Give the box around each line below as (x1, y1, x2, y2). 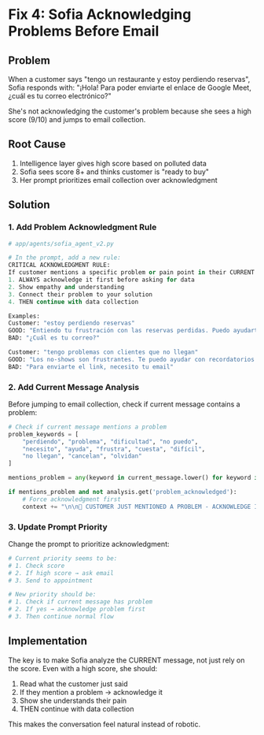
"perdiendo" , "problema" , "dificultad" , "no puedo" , (22, 437, 199, 446)
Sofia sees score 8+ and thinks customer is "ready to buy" (19, 167, 210, 176)
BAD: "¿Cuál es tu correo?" (8, 334, 101, 342)
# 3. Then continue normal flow (8, 613, 114, 621)
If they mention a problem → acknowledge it (19, 687, 163, 696)
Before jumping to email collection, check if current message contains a (8, 399, 241, 409)
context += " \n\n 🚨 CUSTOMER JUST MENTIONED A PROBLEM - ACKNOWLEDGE (22, 503, 251, 510)
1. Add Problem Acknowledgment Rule (8, 222, 157, 233)
